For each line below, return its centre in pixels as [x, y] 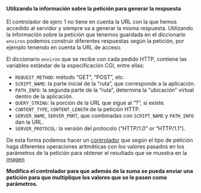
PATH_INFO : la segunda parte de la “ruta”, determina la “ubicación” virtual [104, 90]
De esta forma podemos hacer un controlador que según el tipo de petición [100, 140]
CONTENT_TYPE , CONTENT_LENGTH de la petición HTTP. [77, 109]
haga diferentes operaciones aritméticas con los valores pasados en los [95, 147]
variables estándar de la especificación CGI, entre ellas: [75, 66]
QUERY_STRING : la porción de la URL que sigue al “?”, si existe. [90, 103]
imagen [16, 159]
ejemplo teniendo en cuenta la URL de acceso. [64, 48]
